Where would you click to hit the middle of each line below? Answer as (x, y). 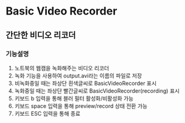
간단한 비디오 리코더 (41, 35)
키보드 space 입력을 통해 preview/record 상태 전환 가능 (81, 106)
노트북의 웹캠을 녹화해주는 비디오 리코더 (62, 68)
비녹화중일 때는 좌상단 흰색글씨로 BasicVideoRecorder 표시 (86, 83)
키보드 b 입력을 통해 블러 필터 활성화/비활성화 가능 (74, 98)
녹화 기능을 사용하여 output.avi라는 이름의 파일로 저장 (78, 75)
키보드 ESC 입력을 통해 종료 (47, 113)
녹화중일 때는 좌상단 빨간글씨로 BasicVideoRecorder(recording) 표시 (97, 91)
